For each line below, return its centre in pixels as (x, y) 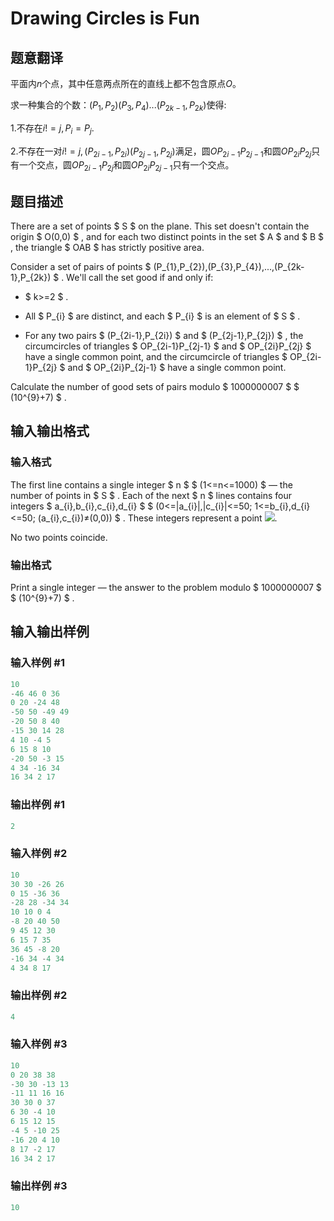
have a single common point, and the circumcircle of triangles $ (156, 356)
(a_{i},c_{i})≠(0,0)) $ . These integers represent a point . (157, 518)
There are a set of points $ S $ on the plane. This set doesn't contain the (160, 226)
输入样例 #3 (39, 1044)
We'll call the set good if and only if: (140, 277)
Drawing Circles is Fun (105, 18)
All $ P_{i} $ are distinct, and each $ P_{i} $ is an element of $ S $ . (162, 316)
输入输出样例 (50, 632)
